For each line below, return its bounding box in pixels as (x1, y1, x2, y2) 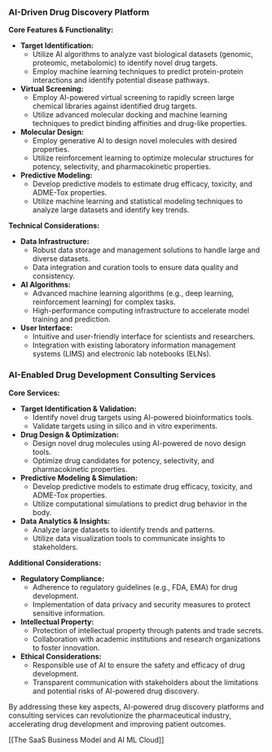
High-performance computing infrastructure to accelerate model (32, 306, 250, 316)
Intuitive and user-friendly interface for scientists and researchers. (32, 332, 256, 342)
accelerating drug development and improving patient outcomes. (8, 719, 226, 728)
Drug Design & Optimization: (20, 430, 120, 439)
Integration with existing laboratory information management (32, 340, 236, 350)
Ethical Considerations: (20, 651, 102, 661)
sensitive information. (32, 608, 105, 618)
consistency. (32, 271, 76, 281)
